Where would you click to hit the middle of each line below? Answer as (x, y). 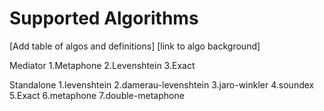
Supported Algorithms (104, 18)
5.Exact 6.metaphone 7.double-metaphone (97, 95)
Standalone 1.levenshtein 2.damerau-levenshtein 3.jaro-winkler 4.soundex (162, 84)
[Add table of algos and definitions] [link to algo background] (135, 46)
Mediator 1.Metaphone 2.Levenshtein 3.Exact (102, 65)
